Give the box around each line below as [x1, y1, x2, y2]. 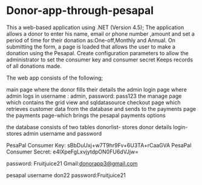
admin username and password [23, 130, 102, 137]
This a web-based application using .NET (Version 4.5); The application [6, 24, 184, 31]
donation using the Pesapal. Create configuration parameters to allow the [6, 49, 189, 56]
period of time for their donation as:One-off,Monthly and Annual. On [6, 36, 176, 44]
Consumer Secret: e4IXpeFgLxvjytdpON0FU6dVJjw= [6, 148, 139, 155]
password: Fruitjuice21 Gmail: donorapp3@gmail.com [6, 160, 138, 167]
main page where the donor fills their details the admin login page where [6, 86, 187, 93]
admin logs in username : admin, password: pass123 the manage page [6, 92, 182, 99]
